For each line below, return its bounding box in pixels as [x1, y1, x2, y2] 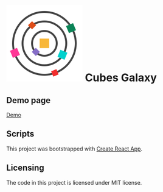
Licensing [6, 163, 44, 173]
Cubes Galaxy [85, 71, 157, 85]
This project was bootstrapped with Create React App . [6, 145, 143, 152]
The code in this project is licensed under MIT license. [6, 179, 142, 186]
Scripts [6, 129, 35, 139]
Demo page [6, 95, 51, 105]
